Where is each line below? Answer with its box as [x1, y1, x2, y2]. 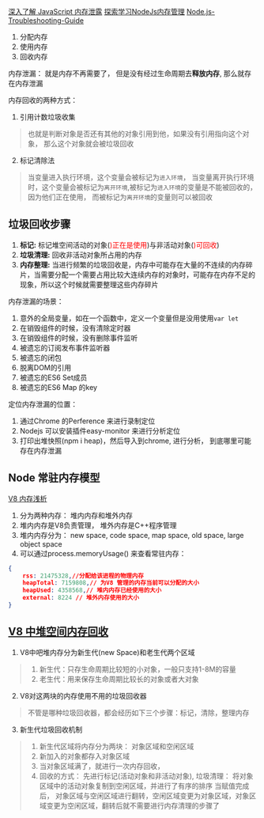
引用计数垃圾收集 [19, 112, 76, 121]
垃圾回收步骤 [8, 218, 71, 231]
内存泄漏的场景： [8, 296, 64, 306]
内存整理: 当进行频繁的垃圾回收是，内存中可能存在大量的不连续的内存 [19, 259, 247, 269]
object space [19, 539, 62, 548]
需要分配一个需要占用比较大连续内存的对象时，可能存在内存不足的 [40, 270, 255, 279]
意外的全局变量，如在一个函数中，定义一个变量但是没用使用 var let [19, 313, 239, 323]
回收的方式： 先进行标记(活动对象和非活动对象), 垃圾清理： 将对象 [39, 771, 254, 781]
